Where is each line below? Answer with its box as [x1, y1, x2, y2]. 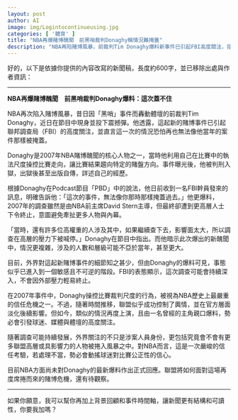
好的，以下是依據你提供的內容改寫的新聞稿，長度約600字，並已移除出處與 [7, 64, 225, 72]
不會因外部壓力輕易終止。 [19, 276, 94, 284]
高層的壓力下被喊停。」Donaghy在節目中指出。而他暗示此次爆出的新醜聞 [19, 235, 229, 243]
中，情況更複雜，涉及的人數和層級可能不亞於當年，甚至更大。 [7, 243, 188, 252]
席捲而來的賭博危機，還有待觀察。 [13, 375, 113, 383]
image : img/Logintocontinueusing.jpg [7, 23, 119, 31]
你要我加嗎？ [19, 405, 57, 414]
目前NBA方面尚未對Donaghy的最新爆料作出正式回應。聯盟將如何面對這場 [7, 366, 221, 374]
